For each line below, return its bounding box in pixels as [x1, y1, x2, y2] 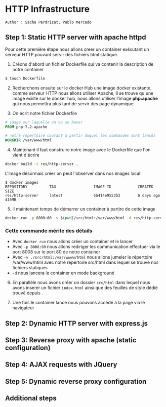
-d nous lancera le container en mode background [12, 270, 115, 276]
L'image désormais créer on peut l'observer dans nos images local [5, 170, 141, 176]
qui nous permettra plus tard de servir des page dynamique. [12, 100, 135, 107]
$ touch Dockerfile [5, 76, 45, 81]
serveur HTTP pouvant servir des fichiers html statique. [5, 51, 119, 57]
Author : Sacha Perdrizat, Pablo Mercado [5, 20, 92, 25]
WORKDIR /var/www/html [5, 138, 52, 143]
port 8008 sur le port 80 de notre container [12, 249, 100, 255]
